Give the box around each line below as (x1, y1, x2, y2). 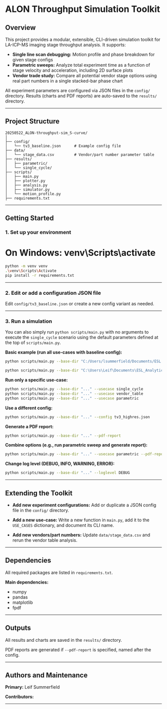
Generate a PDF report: (5, 423, 54, 429)
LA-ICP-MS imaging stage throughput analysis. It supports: (5, 42, 126, 48)
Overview (5, 23, 36, 32)
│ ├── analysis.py (5, 183, 48, 188)
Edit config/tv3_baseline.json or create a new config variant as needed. (5, 300, 155, 307)
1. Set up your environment (5, 229, 72, 236)
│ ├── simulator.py (5, 187, 50, 192)
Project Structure (5, 117, 60, 125)
